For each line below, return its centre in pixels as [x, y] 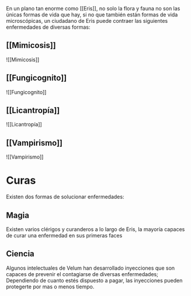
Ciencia [20, 254]
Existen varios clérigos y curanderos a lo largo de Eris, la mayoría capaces [95, 229]
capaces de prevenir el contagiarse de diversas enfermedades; [82, 274]
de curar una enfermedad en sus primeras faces [64, 235]
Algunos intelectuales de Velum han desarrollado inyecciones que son [91, 268]
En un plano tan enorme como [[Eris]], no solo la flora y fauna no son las [93, 8]
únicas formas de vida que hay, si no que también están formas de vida [92, 15]
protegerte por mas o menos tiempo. [50, 287]
